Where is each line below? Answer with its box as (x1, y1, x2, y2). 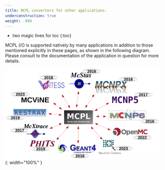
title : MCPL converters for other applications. (5, 8, 107, 13)
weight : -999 (5, 18, 32, 23)
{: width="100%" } (5, 159, 42, 166)
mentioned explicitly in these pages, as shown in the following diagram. (5, 48, 151, 54)
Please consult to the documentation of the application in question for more (5, 53, 159, 59)
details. (5, 58, 20, 64)
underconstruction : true (5, 13, 56, 18)
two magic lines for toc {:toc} (12, 33, 72, 39)
